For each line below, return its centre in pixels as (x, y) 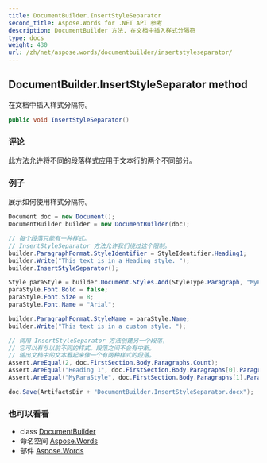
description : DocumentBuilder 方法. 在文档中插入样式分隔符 (102, 30)
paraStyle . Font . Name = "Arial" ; (62, 305)
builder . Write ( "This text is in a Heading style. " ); (99, 260)
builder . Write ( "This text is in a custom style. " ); (97, 326)
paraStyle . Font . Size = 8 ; (51, 297)
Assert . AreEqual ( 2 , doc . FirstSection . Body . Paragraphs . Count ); (113, 363)
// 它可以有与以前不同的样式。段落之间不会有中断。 (81, 348)
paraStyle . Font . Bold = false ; (58, 290)
